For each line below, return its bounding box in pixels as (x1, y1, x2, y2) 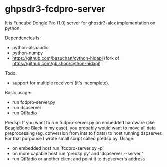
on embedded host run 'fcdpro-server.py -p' (12, 145, 104, 151)
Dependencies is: (5, 35, 41, 41)
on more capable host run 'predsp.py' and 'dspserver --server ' (12, 150, 144, 156)
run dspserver (12, 104, 42, 110)
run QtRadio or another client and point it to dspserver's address (12, 156, 145, 162)
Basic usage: (5, 89, 32, 95)
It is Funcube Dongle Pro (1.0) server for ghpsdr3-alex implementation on (5, 20, 156, 26)
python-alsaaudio (12, 44, 49, 50)
